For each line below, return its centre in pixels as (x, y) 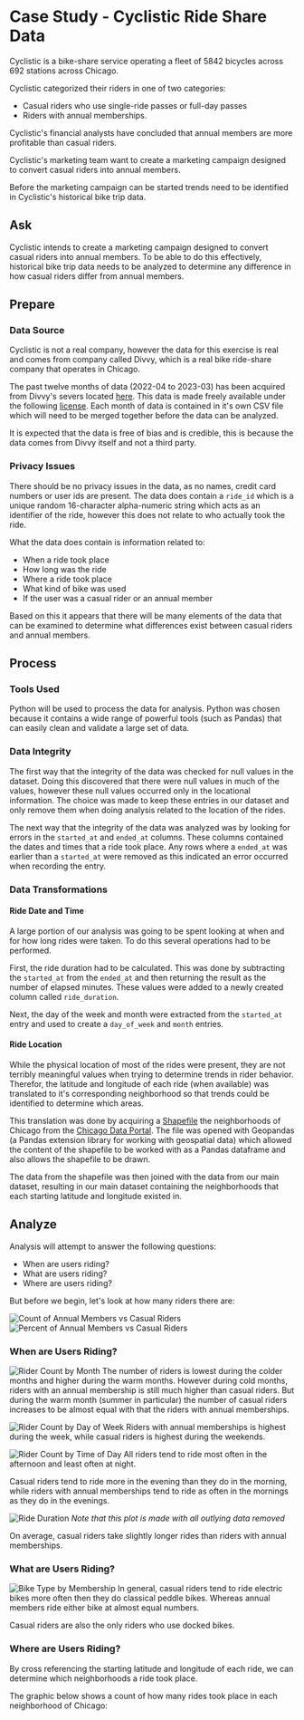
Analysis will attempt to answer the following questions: (113, 1246)
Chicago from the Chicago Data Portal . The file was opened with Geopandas (152, 1130)
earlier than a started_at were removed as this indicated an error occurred (149, 856)
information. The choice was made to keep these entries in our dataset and (149, 800)
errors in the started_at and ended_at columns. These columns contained (147, 837)
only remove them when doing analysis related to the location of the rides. (148, 810)
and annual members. (50, 635)
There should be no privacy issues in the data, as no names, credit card (143, 485)
